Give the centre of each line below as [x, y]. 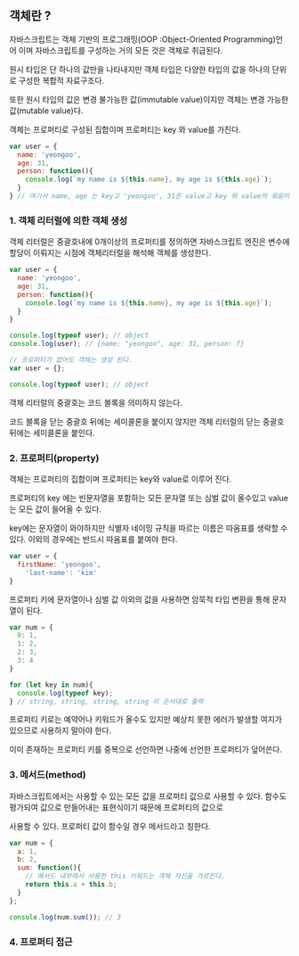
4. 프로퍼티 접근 [41, 942]
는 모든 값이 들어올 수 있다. [56, 509]
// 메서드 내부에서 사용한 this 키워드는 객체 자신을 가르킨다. [125, 877]
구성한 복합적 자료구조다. [61, 80]
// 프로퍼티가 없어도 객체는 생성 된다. [71, 360]
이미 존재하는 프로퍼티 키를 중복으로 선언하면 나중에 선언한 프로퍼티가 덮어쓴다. [146, 750]
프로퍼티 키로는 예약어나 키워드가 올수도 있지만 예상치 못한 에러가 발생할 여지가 [146, 720]
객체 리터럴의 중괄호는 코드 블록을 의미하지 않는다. [96, 402]
